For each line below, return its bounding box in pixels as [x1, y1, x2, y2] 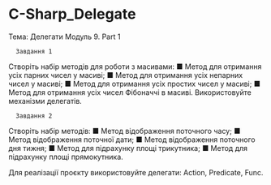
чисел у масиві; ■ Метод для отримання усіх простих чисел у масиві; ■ [8, 79, 261, 88]
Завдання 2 [15, 111, 53, 120]
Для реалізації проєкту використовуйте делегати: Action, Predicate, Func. [8, 167, 264, 177]
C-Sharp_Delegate [8, 5, 136, 24]
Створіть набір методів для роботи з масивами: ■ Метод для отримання [8, 62, 262, 71]
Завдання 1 [15, 47, 53, 55]
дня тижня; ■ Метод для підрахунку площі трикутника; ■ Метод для [8, 143, 248, 153]
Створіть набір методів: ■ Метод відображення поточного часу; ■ [8, 126, 241, 136]
